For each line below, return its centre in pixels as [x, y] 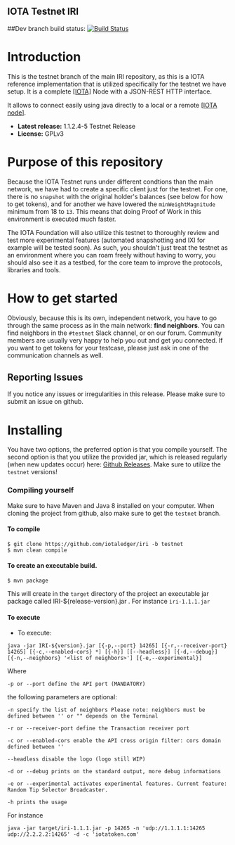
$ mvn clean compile [38, 550]
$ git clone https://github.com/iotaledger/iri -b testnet [95, 544]
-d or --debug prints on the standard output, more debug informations [114, 772]
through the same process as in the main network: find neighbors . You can [116, 325]
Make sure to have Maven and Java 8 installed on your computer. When [111, 505]
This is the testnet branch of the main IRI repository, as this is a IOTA [106, 76]
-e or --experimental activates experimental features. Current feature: [117, 784]
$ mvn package [28, 581]
